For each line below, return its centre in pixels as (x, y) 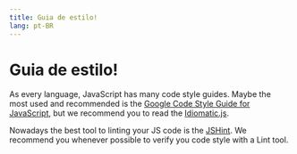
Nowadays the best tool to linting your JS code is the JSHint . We (128, 131)
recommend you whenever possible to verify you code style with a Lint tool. (149, 140)
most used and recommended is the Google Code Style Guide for (130, 104)
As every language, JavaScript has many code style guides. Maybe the (140, 94)
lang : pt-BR (31, 26)
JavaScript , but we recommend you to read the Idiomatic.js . (119, 113)
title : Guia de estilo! (54, 17)
